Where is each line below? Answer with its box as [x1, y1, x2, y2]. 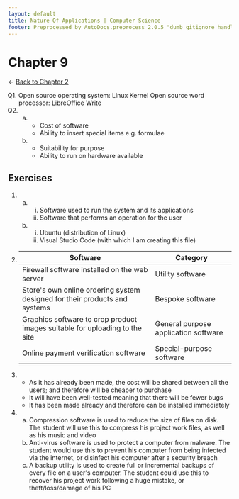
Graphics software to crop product [21, 315, 138, 325]
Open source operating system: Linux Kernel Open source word [18, 91, 205, 100]
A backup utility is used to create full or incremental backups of [28, 461, 215, 470]
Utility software [155, 269, 206, 279]
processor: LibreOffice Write [18, 99, 102, 107]
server [21, 274, 44, 284]
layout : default [8, 10, 56, 18]
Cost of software [39, 121, 89, 130]
